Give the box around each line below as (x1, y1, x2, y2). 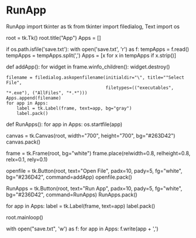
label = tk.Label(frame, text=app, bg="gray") (16, 105, 132, 111)
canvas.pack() (6, 138, 41, 145)
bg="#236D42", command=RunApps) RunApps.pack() (6, 191, 137, 198)
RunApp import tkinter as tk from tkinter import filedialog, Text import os (6, 23, 180, 30)
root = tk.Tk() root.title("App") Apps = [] (6, 34, 101, 41)
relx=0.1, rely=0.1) (6, 156, 48, 163)
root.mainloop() (6, 213, 44, 220)
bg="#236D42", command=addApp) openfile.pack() (6, 174, 133, 181)
